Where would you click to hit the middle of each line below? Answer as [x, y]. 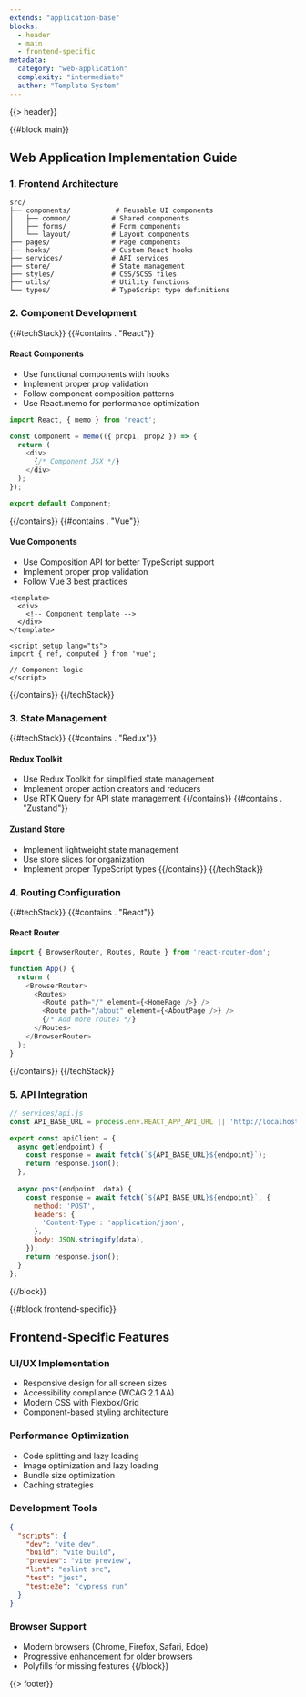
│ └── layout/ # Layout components [99, 235]
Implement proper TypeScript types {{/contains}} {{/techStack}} [143, 869]
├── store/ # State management [97, 266]
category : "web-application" [73, 69]
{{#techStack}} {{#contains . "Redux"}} [83, 738]
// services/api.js [46, 1113]
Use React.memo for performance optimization [111, 403]
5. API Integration [49, 1094]
